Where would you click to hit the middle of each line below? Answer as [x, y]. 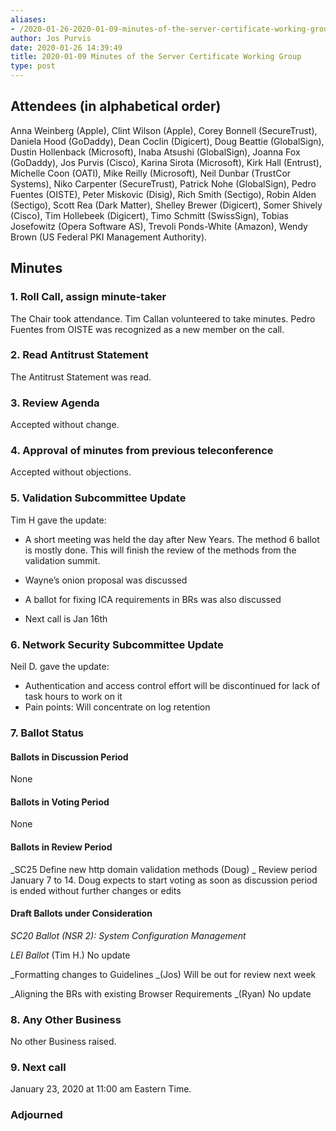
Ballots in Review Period [61, 847]
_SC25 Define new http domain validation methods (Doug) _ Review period [164, 869]
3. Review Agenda [55, 403]
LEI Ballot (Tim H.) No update [70, 955]
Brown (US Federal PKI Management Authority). [109, 237]
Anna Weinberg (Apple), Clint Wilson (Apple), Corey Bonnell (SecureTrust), [164, 130]
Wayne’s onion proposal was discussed [106, 580]
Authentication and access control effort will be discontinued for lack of [172, 685]
